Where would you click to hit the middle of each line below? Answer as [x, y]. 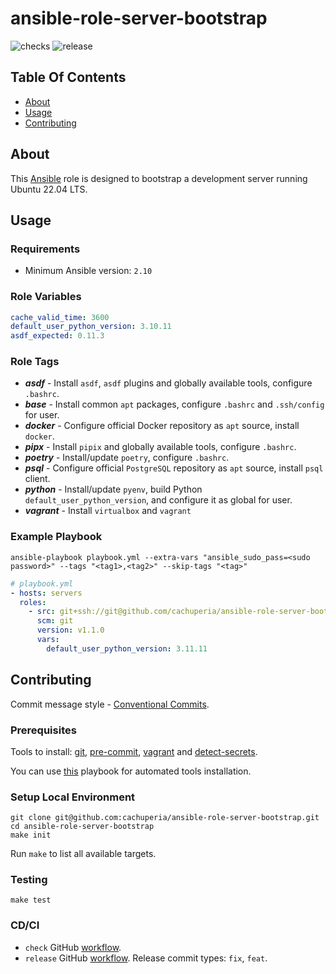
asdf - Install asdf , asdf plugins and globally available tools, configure [168, 383]
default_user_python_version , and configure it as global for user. [158, 500]
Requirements [45, 249]
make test [31, 900]
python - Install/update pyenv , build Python [113, 489]
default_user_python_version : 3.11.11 [127, 648]
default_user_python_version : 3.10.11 [91, 327]
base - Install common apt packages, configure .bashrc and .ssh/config [174, 404]
